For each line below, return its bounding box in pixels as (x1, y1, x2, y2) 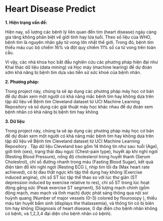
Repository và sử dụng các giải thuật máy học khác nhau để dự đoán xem (5, 104, 153, 110)
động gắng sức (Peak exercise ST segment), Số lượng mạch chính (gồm (5, 184, 150, 190)
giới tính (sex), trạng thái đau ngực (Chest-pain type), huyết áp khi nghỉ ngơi (5, 148, 158, 154)
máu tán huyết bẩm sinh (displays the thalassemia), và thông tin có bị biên (5, 200, 154, 206)
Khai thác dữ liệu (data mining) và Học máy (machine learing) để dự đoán (5, 64, 152, 70)
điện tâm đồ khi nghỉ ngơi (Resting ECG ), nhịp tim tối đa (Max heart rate (5, 164, 150, 170)
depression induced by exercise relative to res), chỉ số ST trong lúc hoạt (5, 179, 150, 185)
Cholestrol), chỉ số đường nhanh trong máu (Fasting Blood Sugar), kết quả (5, 159, 154, 165)
